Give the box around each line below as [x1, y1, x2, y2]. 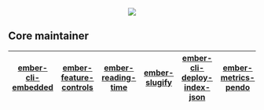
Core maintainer [8, 30, 89, 43]
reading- [101, 72, 137, 83]
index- [184, 82, 211, 93]
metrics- [220, 72, 255, 83]
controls [61, 82, 94, 93]
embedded [12, 82, 53, 93]
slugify [145, 76, 173, 87]
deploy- [181, 72, 214, 83]
